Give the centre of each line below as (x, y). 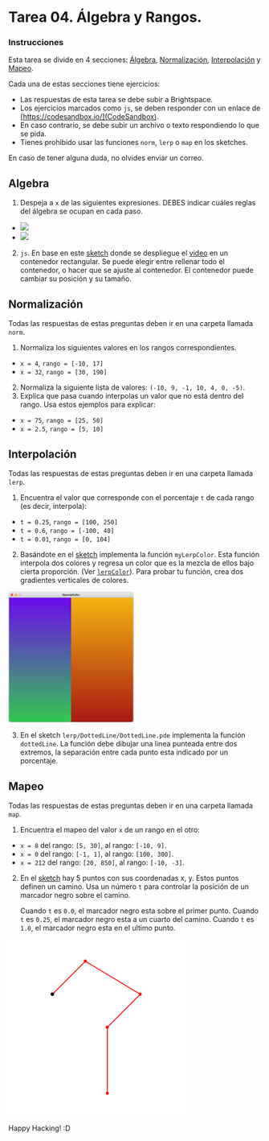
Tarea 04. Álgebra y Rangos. (105, 17)
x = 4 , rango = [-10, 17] (62, 363)
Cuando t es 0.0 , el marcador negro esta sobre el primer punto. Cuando (139, 911)
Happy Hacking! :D (39, 1128)
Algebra (29, 183)
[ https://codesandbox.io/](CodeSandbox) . (89, 117)
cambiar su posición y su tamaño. (76, 279)
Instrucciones (36, 43)
